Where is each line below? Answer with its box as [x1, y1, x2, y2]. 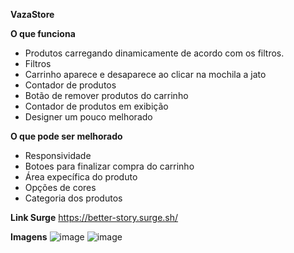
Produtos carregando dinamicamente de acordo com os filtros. [24, 47, 285, 59]
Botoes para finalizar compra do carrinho [24, 160, 195, 172]
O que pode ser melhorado [10, 130, 123, 142]
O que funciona [10, 28, 76, 39]
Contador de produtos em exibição [24, 100, 169, 112]
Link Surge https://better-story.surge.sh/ [10, 212, 179, 223]
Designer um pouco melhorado [24, 111, 153, 123]
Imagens [10, 231, 48, 243]
